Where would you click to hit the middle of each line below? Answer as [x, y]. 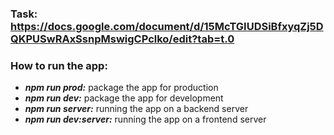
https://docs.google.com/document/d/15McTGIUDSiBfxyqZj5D [167, 26]
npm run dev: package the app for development [124, 98]
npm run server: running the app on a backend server [136, 109]
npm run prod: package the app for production [121, 88]
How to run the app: [59, 65]
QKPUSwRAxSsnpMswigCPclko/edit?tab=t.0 [122, 39]
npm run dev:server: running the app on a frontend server [145, 119]
